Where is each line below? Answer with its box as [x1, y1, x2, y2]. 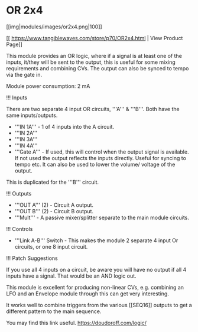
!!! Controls [6, 225, 33, 232]
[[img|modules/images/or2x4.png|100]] [6, 23, 102, 30]
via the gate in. [6, 71, 43, 78]
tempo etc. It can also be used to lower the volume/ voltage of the [14, 161, 176, 168]
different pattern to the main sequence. [6, 308, 102, 315]
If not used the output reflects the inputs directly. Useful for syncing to [14, 154, 186, 161]
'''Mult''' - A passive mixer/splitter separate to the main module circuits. [14, 214, 189, 221]
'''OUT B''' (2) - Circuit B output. [14, 207, 93, 214]
